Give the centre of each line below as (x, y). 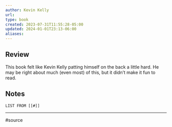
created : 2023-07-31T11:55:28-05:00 (44, 24)
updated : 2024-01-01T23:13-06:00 (41, 29)
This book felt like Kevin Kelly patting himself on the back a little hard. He (82, 67)
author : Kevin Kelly (27, 10)
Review (17, 55)
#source (14, 120)
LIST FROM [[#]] (23, 105)
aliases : (15, 34)
